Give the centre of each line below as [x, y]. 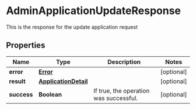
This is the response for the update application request [72, 27]
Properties [26, 45]
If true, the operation [121, 91]
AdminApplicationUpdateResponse [94, 11]
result [17, 81]
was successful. [116, 98]
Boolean [50, 94]
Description [124, 61]
